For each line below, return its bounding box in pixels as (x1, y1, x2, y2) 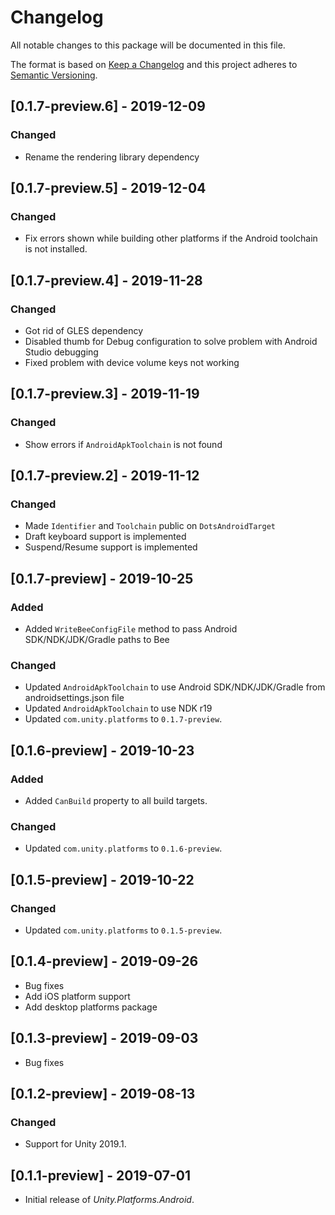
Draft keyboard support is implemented (24, 531, 187, 543)
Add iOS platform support (24, 990, 131, 1002)
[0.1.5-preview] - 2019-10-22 (10, 871, 195, 888)
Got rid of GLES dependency (24, 325, 144, 336)
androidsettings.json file (24, 692, 125, 704)
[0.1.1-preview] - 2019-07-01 (10, 1167, 191, 1184)
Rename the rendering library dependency (24, 151, 200, 163)
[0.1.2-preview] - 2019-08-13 (10, 1086, 196, 1103)
